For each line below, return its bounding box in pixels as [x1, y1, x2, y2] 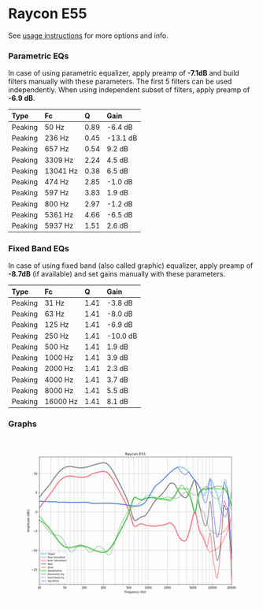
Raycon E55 [8, 5, 87, 23]
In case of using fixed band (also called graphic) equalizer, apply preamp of [8, 261, 254, 270]
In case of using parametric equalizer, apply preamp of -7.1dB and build [8, 69, 240, 78]
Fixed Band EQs [8, 243, 69, 254]
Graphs [8, 418, 37, 429]
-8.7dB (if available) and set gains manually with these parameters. [8, 269, 226, 279]
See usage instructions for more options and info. [8, 31, 169, 40]
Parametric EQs [8, 50, 69, 61]
